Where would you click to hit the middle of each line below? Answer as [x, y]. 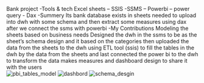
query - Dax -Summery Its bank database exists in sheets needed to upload [101, 15]
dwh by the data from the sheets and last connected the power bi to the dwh [102, 54]
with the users [24, 67]
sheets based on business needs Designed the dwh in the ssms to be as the [102, 35]
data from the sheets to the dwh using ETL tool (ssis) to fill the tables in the [100, 48]
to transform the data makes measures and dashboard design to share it [97, 61]
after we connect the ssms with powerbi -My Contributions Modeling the [97, 28]
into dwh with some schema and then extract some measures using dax [97, 22]
